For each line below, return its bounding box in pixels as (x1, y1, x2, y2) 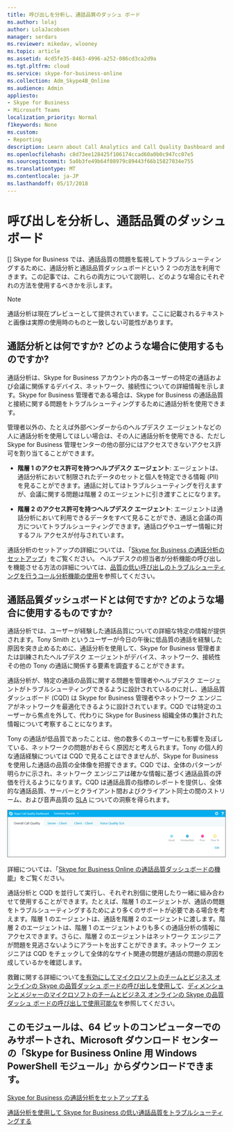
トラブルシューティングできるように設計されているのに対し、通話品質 (25, 685, 225, 693)
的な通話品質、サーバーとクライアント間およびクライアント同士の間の (7, 787, 207, 795)
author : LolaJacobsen (7, 26, 70, 33)
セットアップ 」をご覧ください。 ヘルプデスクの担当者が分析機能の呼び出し (7, 554, 222, 563)
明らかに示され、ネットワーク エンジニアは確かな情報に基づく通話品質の (7, 769, 216, 778)
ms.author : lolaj (7, 18, 58, 26)
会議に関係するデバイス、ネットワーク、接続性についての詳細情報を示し (12, 382, 219, 390)
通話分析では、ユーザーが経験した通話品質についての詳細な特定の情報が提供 (7, 627, 226, 635)
